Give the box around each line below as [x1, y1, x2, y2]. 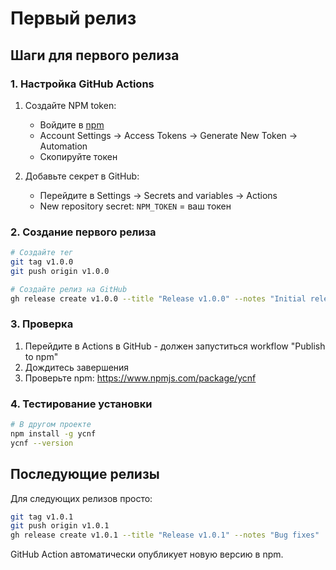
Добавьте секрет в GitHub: [24, 170, 140, 182]
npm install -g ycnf [10, 429, 97, 439]
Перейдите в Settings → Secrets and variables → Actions [39, 189, 278, 201]
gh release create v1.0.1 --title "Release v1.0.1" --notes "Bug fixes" [10, 530, 320, 541]
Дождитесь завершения [24, 361, 130, 373]
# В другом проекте [10, 420, 92, 430]
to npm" [24, 350, 59, 362]
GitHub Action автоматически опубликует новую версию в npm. [10, 548, 284, 561]
